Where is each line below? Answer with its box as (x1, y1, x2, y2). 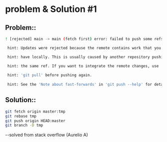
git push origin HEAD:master (5, 118, 66, 123)
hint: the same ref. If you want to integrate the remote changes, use (7, 63, 159, 68)
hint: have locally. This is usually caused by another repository (7, 54, 150, 59)
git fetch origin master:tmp (5, 109, 66, 114)
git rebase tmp (5, 114, 37, 119)
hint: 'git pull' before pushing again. (7, 73, 92, 78)
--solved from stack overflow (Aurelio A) (5, 132, 88, 138)
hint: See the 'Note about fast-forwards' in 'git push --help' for (7, 82, 153, 87)
